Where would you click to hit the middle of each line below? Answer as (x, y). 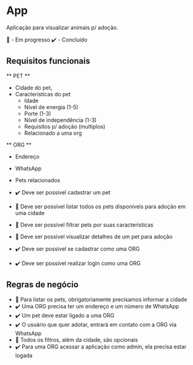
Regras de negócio (42, 285)
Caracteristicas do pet (43, 94)
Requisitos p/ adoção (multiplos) (65, 126)
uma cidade (30, 213)
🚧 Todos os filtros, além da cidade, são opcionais (76, 339)
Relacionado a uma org (53, 133)
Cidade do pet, (34, 87)
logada (24, 355)
